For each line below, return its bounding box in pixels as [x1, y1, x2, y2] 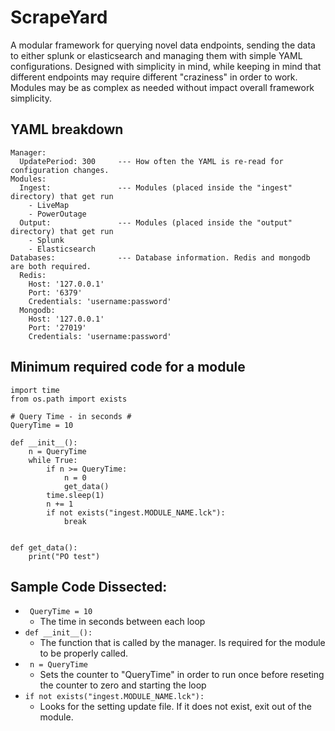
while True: [28, 455, 78, 465]
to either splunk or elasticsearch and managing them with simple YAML [10, 49, 303, 61]
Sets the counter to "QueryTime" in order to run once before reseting [39, 669, 325, 681]
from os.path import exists [10, 394, 128, 404]
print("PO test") [28, 551, 101, 561]
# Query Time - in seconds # [10, 411, 132, 421]
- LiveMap [28, 200, 70, 210]
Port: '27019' [28, 322, 87, 333]
